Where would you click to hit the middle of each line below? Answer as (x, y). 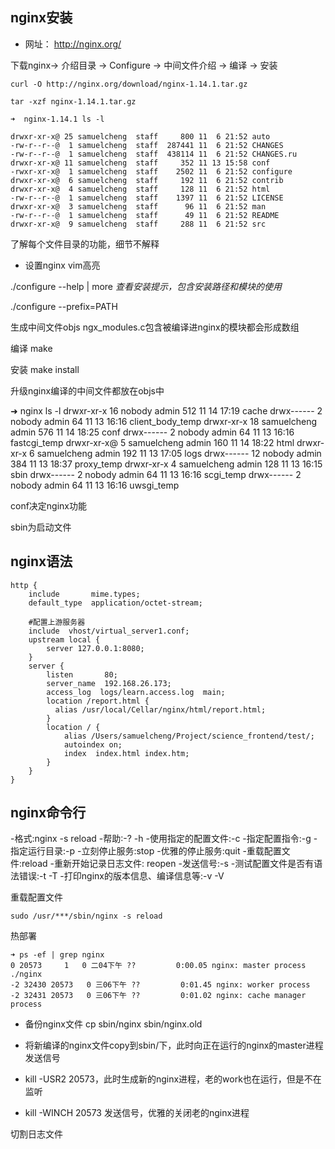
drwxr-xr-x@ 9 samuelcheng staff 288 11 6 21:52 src (138, 224)
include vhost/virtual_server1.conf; (109, 631)
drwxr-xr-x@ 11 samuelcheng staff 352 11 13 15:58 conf (140, 163)
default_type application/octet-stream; (115, 603)
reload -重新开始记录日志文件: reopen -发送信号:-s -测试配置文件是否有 (168, 864)
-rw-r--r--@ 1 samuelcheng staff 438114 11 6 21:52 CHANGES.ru (154, 154)
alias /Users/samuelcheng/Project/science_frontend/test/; (189, 736)
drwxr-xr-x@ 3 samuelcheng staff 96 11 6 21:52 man (138, 206)
